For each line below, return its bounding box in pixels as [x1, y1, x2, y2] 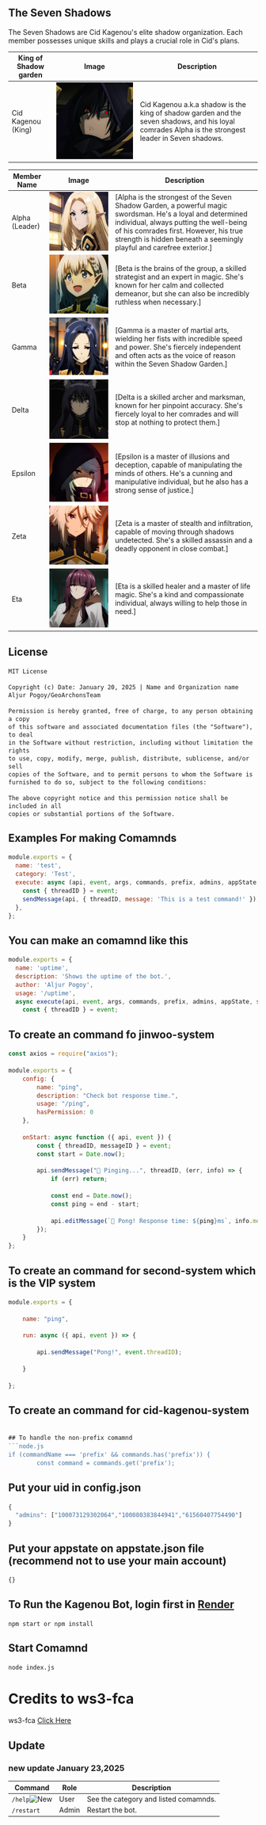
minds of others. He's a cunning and [114, 468, 234, 478]
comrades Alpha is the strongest [139, 125, 246, 135]
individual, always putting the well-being [114, 217, 248, 227]
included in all [8, 802, 62, 810]
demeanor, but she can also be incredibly [114, 288, 250, 298]
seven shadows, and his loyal [139, 116, 235, 126]
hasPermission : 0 [36, 1108, 93, 1116]
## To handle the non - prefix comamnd [8, 1434, 133, 1442]
